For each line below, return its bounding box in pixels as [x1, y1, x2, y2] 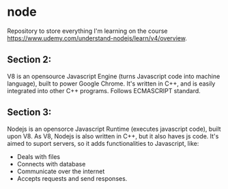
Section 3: [7, 107, 52, 118]
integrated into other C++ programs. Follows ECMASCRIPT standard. [7, 86, 201, 94]
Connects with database [16, 160, 86, 168]
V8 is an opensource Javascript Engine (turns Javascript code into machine [7, 72, 220, 80]
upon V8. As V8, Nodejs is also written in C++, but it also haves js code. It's [7, 131, 219, 140]
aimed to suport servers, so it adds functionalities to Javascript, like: [7, 139, 199, 147]
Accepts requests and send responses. [16, 174, 128, 182]
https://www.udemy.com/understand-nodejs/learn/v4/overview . [7, 34, 188, 42]
